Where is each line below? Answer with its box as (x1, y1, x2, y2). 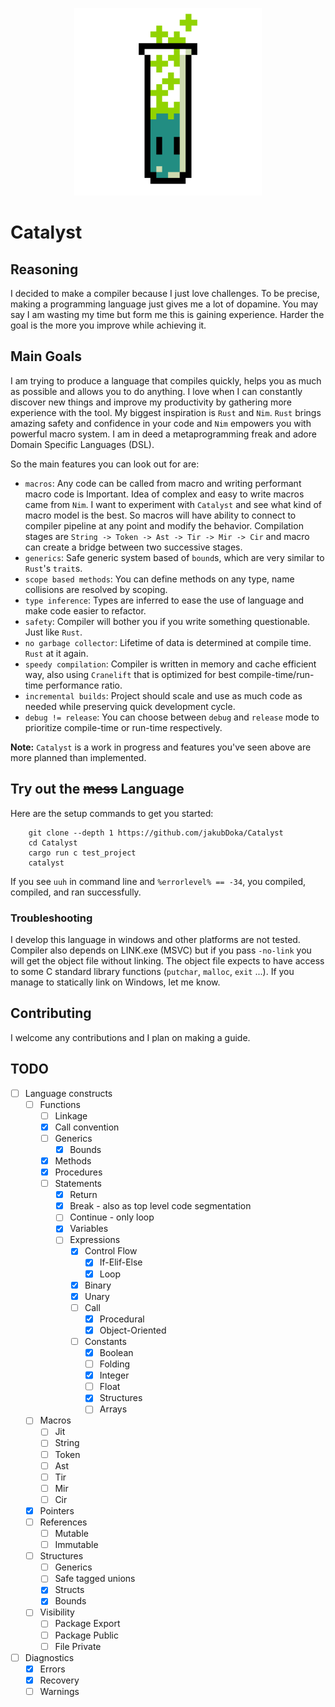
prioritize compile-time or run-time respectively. (24, 721, 223, 733)
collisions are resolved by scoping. (24, 583, 168, 595)
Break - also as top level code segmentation (69, 1200, 252, 1212)
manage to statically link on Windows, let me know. (10, 976, 221, 988)
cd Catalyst (28, 838, 78, 848)
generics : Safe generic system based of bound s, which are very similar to (24, 551, 325, 563)
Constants (84, 1335, 127, 1347)
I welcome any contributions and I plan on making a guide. (10, 1031, 251, 1043)
